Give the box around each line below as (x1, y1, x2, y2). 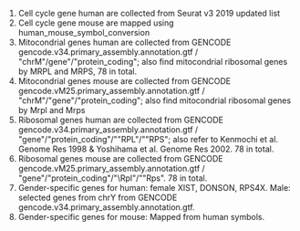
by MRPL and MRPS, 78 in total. (17, 66, 138, 77)
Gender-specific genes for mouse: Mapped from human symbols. (17, 212, 265, 222)
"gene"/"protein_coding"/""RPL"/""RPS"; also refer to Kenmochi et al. (17, 134, 279, 144)
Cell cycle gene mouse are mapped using (17, 17, 175, 28)
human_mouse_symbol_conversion (17, 27, 150, 37)
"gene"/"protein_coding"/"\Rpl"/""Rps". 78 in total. (17, 173, 208, 184)
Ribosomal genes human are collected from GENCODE (17, 114, 223, 125)
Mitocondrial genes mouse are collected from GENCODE (17, 76, 231, 86)
